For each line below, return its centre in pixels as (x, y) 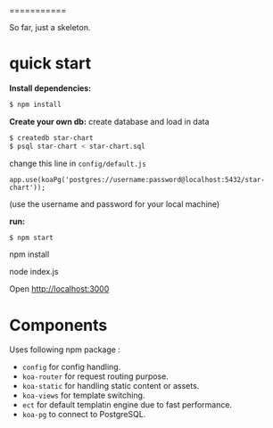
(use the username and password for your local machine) (115, 204)
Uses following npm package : (65, 350)
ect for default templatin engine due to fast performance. (127, 405)
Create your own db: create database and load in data (109, 121)
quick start (50, 64)
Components (58, 325)
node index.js (34, 272)
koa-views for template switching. (83, 395)
